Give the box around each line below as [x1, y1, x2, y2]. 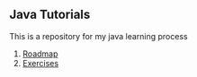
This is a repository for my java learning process [9, 30, 188, 41]
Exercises [22, 57, 59, 68]
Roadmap [22, 48, 58, 59]
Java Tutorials [9, 7, 91, 22]
